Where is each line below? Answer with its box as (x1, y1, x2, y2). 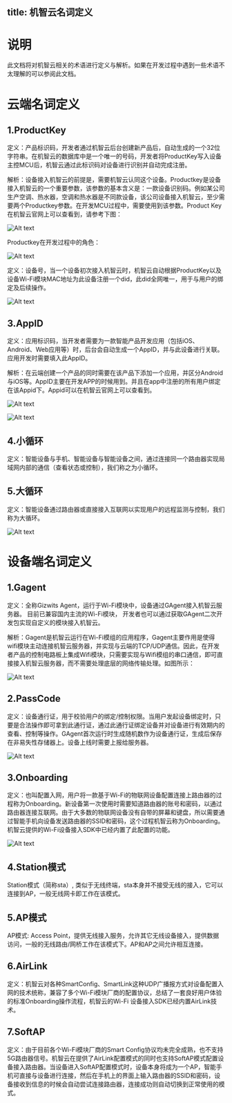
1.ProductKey (7, 124, 67, 136)
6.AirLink (7, 961, 48, 972)
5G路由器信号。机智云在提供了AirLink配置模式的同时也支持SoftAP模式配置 (7, 1054, 218, 1062)
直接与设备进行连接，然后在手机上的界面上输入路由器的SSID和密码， (19, 1071, 215, 1079)
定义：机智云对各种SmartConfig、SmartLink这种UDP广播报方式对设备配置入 (7, 979, 224, 988)
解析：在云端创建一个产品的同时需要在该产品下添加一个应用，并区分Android (7, 369, 223, 377)
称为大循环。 (7, 514, 43, 522)
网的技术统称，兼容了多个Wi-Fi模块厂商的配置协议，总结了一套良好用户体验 (7, 988, 222, 997)
